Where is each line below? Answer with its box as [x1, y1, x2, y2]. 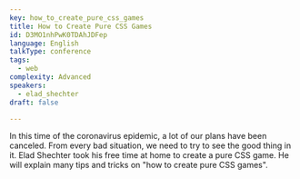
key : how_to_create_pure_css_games [9, 13, 145, 23]
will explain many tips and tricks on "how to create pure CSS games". [9, 160, 268, 171]
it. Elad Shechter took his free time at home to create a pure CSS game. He [9, 150, 289, 161]
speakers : [9, 81, 47, 90]
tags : [9, 55, 30, 65]
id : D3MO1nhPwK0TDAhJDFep [9, 30, 107, 39]
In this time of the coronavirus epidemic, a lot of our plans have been [9, 131, 267, 142]
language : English [9, 38, 79, 48]
